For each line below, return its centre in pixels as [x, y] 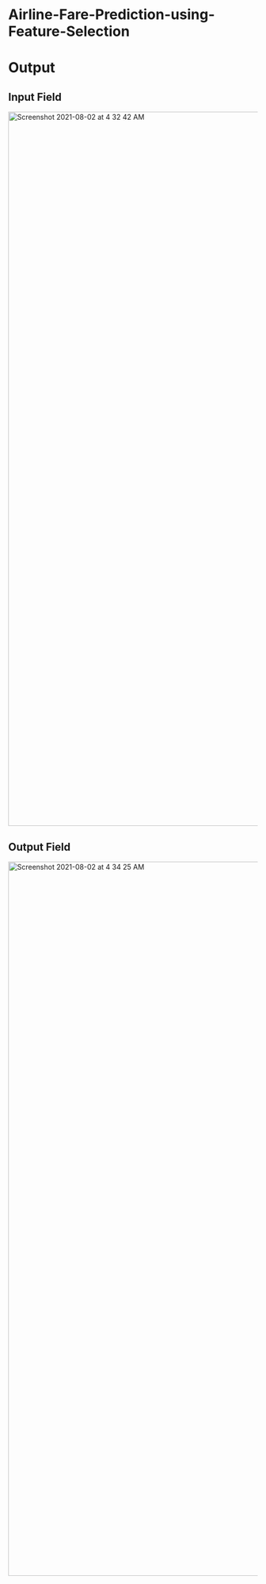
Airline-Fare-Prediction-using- [112, 15]
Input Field [35, 97]
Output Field [40, 847]
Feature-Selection [69, 31]
